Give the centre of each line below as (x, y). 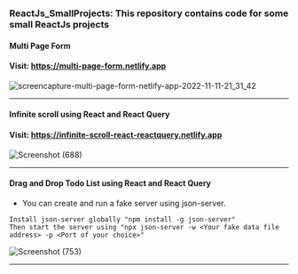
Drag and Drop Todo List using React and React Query (110, 183)
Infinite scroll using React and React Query (90, 115)
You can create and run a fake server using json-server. (124, 203)
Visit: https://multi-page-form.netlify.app (88, 66)
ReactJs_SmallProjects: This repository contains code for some (149, 13)
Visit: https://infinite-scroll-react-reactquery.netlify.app (116, 134)
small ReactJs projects (59, 24)
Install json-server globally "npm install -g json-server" (123, 219)
